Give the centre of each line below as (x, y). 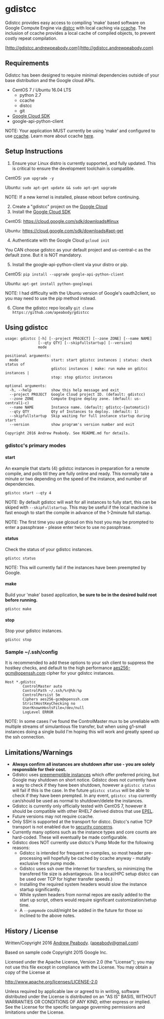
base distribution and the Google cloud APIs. (50, 80)
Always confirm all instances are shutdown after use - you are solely (83, 764)
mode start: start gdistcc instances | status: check (81, 360)
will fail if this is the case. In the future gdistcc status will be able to (81, 790)
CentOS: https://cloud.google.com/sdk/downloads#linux (62, 221)
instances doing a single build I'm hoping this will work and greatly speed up (82, 732)
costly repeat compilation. (31, 38)
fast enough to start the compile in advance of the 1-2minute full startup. (78, 512)
